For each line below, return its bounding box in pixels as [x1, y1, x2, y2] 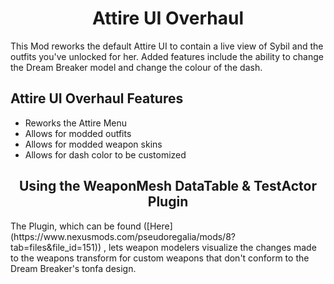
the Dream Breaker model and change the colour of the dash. [10, 61, 263, 73]
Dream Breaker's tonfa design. [10, 262, 137, 274]
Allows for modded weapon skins [24, 138, 163, 150]
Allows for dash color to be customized [24, 148, 187, 161]
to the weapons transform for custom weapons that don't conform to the [10, 252, 310, 264]
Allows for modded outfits [24, 127, 132, 139]
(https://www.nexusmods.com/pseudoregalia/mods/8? [10, 230, 236, 242]
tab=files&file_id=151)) [10, 241, 102, 253]
